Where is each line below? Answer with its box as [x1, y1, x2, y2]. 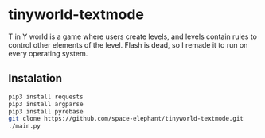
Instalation [8, 71, 62, 85]
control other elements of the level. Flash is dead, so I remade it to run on [8, 40, 248, 49]
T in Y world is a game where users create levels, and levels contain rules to [8, 32, 257, 41]
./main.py [8, 122, 41, 130]
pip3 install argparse [8, 100, 84, 108]
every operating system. [8, 48, 88, 58]
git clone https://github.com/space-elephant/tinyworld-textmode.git [8, 115, 244, 123]
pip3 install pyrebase [8, 107, 84, 116]
